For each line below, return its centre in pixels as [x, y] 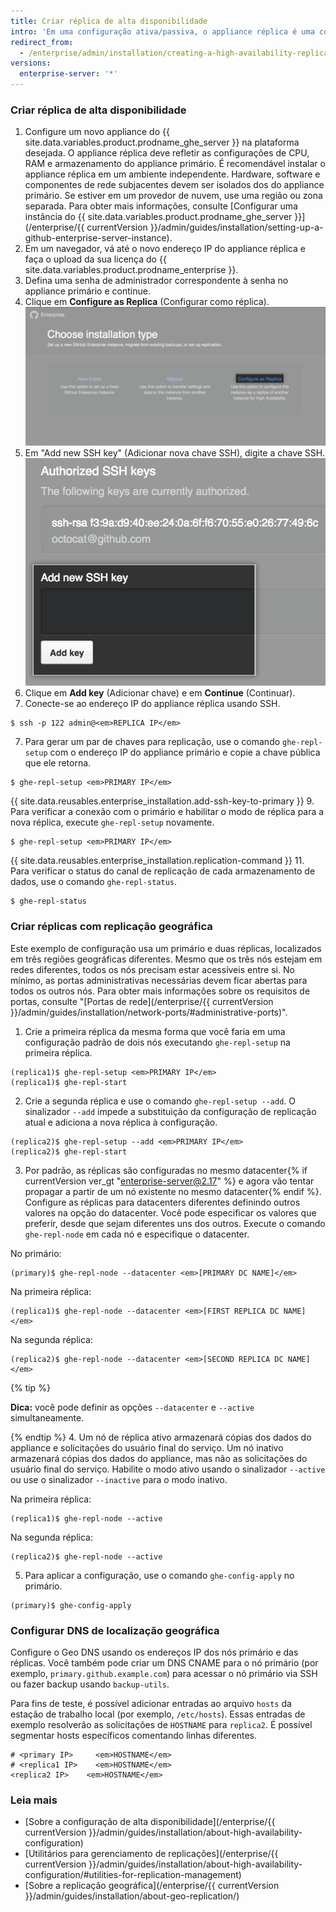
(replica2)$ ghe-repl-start [69, 1151]
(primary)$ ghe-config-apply [71, 1605]
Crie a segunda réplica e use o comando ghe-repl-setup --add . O [160, 1101]
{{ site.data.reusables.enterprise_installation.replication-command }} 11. [157, 861]
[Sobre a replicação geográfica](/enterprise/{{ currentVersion [152, 1886]
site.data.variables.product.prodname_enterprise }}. [131, 270]
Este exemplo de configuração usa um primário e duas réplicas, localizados [166, 948]
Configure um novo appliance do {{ [97, 132]
